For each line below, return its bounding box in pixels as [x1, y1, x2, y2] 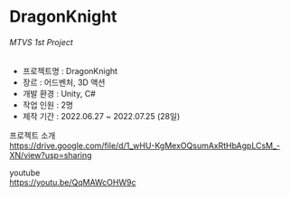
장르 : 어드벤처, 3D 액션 [22, 77, 106, 88]
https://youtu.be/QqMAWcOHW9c [9, 177, 136, 188]
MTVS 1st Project [9, 36, 74, 47]
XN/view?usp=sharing [9, 150, 92, 161]
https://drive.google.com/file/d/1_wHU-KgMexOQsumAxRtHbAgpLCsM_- [9, 140, 281, 151]
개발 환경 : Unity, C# [22, 89, 97, 99]
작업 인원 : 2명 [22, 99, 74, 110]
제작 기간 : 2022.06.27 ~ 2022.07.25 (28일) [22, 111, 181, 122]
